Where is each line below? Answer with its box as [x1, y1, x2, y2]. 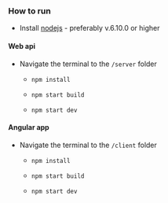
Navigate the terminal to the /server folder [19, 59, 157, 68]
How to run [8, 6, 51, 17]
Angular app [8, 123, 49, 132]
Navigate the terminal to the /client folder [19, 140, 157, 149]
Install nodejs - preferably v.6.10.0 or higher [19, 24, 160, 33]
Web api [8, 41, 36, 50]
